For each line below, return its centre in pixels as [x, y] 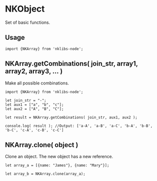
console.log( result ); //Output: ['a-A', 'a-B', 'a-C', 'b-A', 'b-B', [79, 126]
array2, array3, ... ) [34, 71]
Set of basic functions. [28, 22]
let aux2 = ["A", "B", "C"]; [34, 109]
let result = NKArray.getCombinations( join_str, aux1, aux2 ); [71, 117]
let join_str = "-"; [26, 100]
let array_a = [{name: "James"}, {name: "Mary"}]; [57, 165]
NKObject [25, 9]
